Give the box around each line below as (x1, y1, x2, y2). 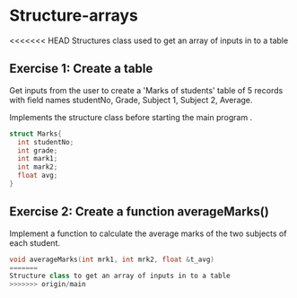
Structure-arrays (9, 5, 139, 26)
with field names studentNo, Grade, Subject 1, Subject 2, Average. (9, 94, 253, 105)
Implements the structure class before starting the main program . (9, 111, 253, 122)
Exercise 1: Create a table (9, 61, 153, 76)
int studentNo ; (17, 137, 74, 146)
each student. (9, 237, 61, 248)
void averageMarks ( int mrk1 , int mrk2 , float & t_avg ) (9, 255, 215, 264)
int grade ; (17, 145, 58, 155)
